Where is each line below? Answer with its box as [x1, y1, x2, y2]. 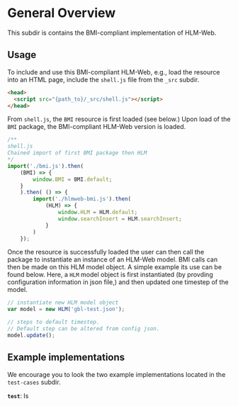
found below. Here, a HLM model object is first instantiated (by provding [7, 271, 214, 279]
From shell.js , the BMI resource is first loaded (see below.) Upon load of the [7, 115, 231, 123]
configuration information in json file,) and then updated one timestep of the [7, 278, 229, 286]
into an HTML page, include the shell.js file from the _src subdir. [7, 75, 200, 84]
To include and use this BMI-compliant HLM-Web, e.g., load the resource [7, 67, 220, 76]
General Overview [7, 5, 116, 21]
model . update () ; [7, 332, 55, 339]
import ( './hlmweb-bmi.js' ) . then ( [33, 196, 132, 203]
